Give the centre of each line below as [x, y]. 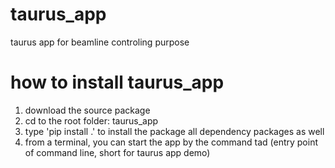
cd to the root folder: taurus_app [91, 120]
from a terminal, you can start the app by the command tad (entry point [171, 142]
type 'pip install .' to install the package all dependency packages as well [174, 131]
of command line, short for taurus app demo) [117, 152]
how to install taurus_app [117, 82]
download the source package [87, 110]
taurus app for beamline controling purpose [100, 42]
